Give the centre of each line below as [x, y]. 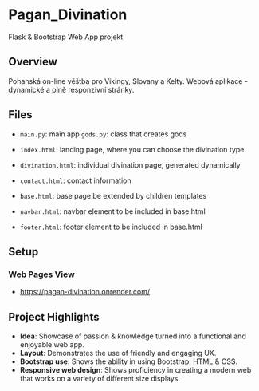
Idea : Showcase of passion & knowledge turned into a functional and [133, 336]
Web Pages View [42, 274]
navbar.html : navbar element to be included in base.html [112, 211]
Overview [33, 62]
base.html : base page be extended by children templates [113, 195]
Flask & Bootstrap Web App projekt [66, 37]
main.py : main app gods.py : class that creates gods [103, 134]
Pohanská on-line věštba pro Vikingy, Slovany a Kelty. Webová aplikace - [128, 81]
